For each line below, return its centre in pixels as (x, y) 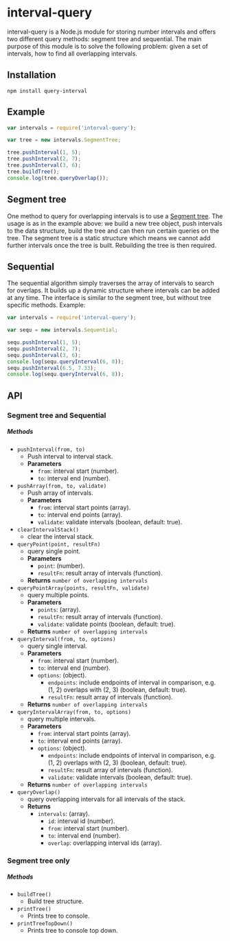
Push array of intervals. (60, 493)
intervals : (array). (64, 813)
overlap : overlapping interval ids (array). (105, 843)
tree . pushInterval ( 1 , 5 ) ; (44, 152)
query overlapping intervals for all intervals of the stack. (106, 799)
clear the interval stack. (60, 536)
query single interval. (57, 646)
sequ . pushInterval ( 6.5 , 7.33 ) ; (52, 368)
